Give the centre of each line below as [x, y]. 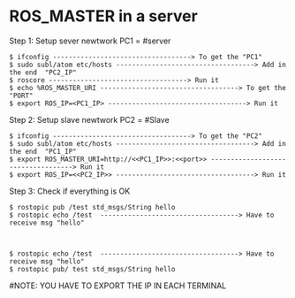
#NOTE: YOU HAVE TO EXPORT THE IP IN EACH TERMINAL [118, 286]
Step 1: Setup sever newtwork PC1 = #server [90, 41]
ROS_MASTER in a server [104, 16]
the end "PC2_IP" [43, 73]
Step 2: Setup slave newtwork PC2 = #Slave [89, 119]
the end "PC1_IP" [43, 151]
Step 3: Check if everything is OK [70, 191]
